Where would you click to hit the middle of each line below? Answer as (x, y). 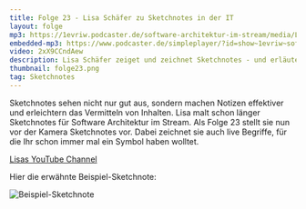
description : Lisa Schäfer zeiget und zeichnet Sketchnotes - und (138, 60)
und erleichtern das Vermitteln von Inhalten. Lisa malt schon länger (135, 112)
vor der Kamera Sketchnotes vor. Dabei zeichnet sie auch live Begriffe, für (148, 132)
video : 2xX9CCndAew (46, 52)
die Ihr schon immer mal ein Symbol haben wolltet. (104, 141)
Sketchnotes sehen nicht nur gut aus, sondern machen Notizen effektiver (147, 103)
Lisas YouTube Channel (53, 159)
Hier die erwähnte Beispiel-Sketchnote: (83, 176)
